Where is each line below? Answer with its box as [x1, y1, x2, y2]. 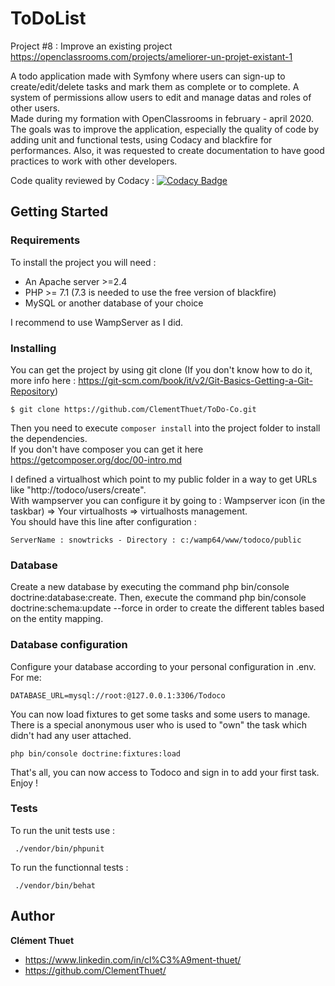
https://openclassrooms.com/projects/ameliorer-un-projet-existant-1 [10, 50, 293, 62]
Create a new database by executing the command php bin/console [10, 581, 290, 593]
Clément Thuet [10, 934, 75, 946]
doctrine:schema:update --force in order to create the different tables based [10, 602, 325, 614]
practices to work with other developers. [10, 155, 178, 167]
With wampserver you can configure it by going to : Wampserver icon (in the [10, 494, 326, 506]
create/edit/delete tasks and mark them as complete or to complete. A [10, 80, 300, 92]
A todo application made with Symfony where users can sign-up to [10, 70, 286, 82]
